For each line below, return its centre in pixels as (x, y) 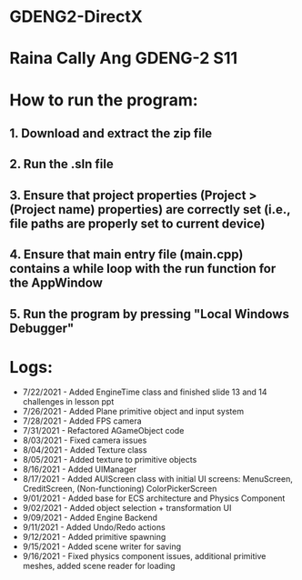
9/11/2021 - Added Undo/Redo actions (94, 527)
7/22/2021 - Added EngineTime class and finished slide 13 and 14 (145, 392)
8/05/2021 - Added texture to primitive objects (110, 460)
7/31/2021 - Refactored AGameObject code (103, 431)
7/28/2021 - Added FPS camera (82, 421)
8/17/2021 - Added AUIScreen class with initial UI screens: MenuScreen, (157, 479)
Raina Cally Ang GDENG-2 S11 (124, 59)
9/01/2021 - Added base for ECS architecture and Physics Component (154, 498)
